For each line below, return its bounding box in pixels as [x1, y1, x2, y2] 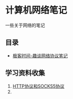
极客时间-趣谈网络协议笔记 [12, 52, 68, 58]
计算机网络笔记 [5, 5, 67, 16]
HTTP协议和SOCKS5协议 [12, 83, 64, 89]
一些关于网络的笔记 [5, 22, 45, 28]
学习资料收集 [5, 69, 45, 77]
